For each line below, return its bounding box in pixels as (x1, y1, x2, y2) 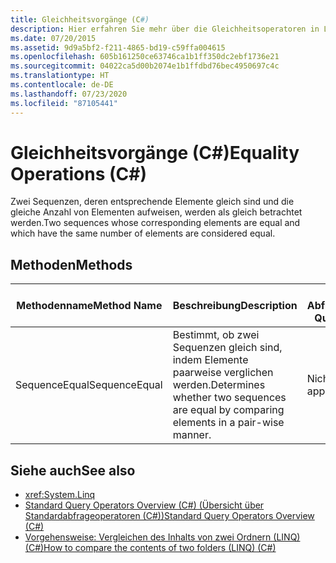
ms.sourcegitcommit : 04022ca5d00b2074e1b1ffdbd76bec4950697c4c (10, 61, 280, 71)
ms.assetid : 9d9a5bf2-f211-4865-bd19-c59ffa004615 (10, 42, 226, 53)
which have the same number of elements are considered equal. (10, 227, 276, 240)
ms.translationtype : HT (10, 71, 110, 81)
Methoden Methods (10, 256, 133, 273)
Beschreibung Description (172, 299, 298, 313)
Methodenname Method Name (16, 299, 163, 313)
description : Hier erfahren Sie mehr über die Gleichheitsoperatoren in (10, 24, 320, 34)
